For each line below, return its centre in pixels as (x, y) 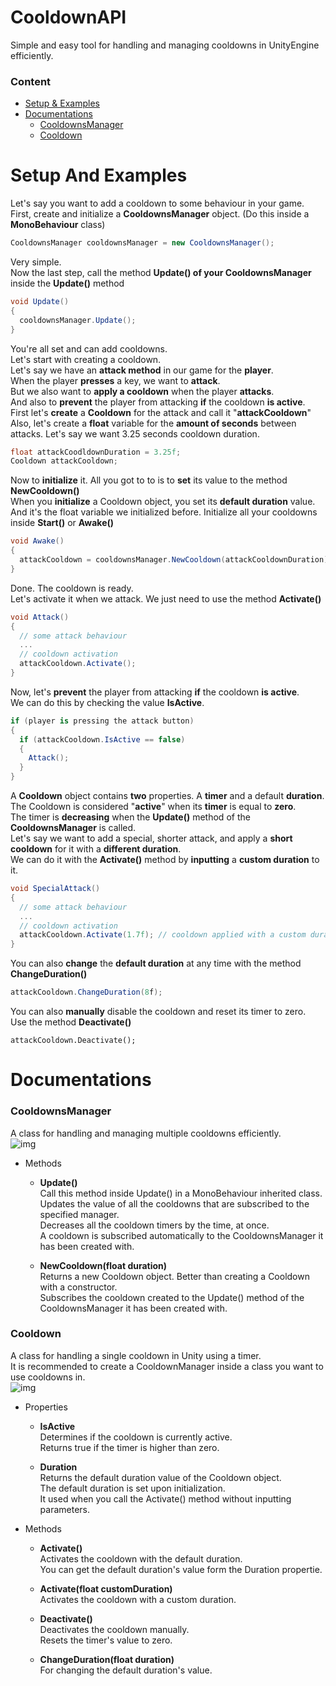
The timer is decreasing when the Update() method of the (130, 817)
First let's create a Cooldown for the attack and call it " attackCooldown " (161, 412)
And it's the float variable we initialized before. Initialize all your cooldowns (164, 512)
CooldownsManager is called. (73, 828)
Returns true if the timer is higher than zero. (129, 1447)
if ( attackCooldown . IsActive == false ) (102, 739)
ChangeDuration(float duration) (107, 1659)
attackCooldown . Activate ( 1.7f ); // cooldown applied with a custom (163, 935)
